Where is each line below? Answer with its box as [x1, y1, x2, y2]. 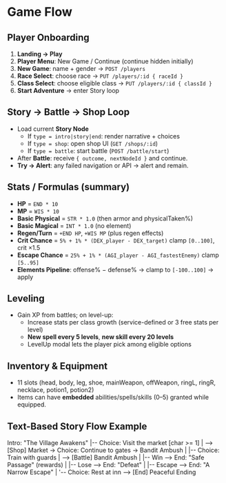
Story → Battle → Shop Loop [7, 106, 130, 118]
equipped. [17, 400, 47, 409]
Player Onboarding [7, 32, 90, 43]
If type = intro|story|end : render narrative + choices [27, 132, 181, 140]
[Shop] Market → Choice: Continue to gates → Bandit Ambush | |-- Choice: [7, 446, 220, 455]
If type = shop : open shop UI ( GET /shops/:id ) [27, 139, 158, 147]
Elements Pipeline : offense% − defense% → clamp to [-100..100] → [17, 265, 214, 274]
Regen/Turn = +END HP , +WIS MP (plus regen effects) [17, 229, 164, 237]
